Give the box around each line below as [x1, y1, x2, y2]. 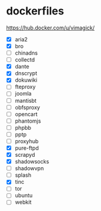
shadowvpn [14, 165, 44, 172]
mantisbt [14, 97, 37, 104]
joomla [14, 90, 32, 97]
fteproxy [14, 83, 36, 91]
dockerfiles [6, 4, 65, 18]
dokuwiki [14, 76, 38, 84]
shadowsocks [14, 158, 50, 165]
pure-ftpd [14, 144, 39, 151]
